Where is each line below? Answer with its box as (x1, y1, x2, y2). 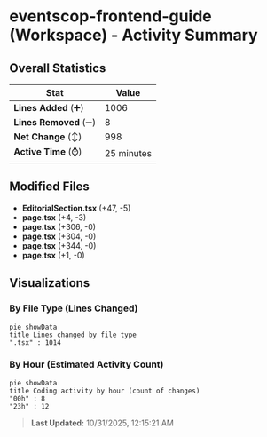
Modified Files (9, 179, 90, 195)
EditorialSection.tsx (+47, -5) (21, 203, 131, 213)
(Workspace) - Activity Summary (9, 25, 259, 45)
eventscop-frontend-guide (9, 6, 213, 27)
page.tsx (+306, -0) (21, 221, 96, 232)
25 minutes (104, 147, 153, 159)
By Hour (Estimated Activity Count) (9, 358, 164, 370)
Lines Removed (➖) (13, 116, 96, 128)
